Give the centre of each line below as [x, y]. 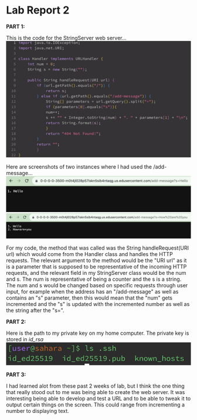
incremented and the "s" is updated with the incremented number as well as [98, 304]
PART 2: [16, 322]
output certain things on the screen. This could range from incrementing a [96, 405]
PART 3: [16, 375]
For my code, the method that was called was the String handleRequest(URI [98, 248]
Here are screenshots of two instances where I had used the [79, 167]
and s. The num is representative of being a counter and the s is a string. [94, 279]
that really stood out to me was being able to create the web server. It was [96, 392]
